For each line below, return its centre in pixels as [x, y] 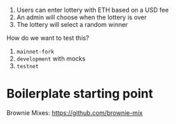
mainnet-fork [35, 52]
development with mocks [51, 59]
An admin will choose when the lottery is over [81, 17]
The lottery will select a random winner [72, 24]
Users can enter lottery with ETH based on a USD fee [93, 10]
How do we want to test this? [48, 38]
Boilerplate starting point [80, 94]
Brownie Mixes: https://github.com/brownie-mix [75, 112]
